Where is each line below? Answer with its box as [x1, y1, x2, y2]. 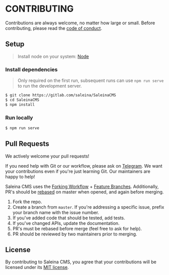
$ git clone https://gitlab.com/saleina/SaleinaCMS [5, 93, 116, 98]
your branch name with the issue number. [12, 209, 99, 215]
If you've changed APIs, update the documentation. [12, 220, 120, 226]
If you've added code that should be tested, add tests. [12, 215, 125, 221]
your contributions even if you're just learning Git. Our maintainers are [5, 168, 150, 174]
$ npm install [5, 102, 35, 107]
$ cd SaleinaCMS [5, 97, 39, 102]
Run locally [5, 114, 33, 121]
